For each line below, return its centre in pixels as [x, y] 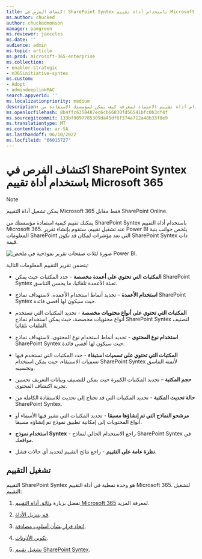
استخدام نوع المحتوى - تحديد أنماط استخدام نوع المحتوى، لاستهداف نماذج [96, 337]
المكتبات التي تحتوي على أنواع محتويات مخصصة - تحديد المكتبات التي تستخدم [101, 312]
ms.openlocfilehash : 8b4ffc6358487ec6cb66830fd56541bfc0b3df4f [87, 112]
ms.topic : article [29, 51]
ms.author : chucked [31, 17]
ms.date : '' [21, 40]
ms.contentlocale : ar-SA [37, 129]
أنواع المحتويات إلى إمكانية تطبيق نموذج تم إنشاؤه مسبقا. [78, 422]
